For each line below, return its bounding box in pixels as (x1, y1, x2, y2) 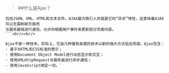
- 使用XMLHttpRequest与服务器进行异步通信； (5, 58, 92, 63)
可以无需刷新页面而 (5, 21, 40, 27)
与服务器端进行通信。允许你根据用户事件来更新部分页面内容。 (5, 27, 116, 32)
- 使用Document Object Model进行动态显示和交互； (5, 52, 104, 57)
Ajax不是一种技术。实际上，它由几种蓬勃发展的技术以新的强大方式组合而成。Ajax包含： (5, 41, 165, 46)
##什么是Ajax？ (17, 5, 51, 11)
